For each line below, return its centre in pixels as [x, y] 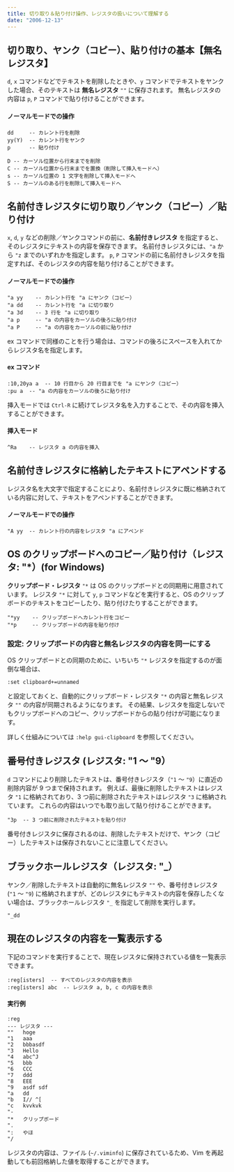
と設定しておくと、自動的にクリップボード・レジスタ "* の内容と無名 [106, 696]
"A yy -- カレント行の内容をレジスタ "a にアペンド [76, 531]
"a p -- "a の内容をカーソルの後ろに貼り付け [72, 320]
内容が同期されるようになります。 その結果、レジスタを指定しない [124, 705]
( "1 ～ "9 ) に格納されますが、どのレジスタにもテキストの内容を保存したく [112, 893]
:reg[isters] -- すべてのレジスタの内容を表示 [70, 980]
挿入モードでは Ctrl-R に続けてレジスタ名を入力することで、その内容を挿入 [116, 405]
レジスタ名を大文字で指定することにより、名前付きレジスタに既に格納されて [117, 489]
